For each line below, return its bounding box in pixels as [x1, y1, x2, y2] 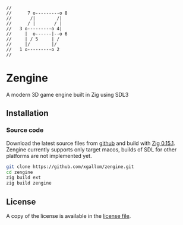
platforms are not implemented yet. [6, 152, 92, 159]
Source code [6, 126, 44, 134]
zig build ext [6, 175, 42, 180]
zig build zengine [6, 180, 52, 186]
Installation [6, 108, 49, 118]
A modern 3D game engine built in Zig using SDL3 [6, 91, 129, 98]
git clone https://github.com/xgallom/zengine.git [6, 163, 134, 170]
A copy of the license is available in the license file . [6, 212, 131, 219]
